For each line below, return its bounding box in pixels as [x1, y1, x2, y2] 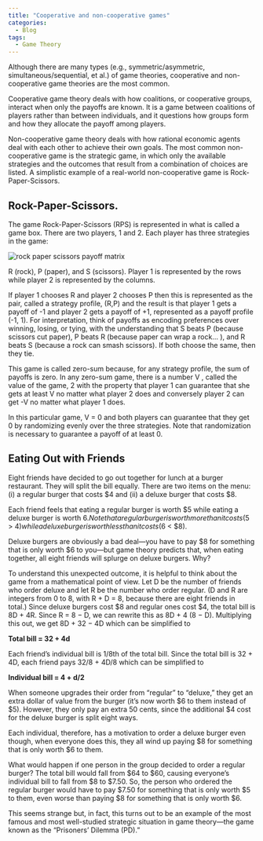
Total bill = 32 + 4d [8, 634, 71, 643]
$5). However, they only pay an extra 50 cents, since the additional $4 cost [8, 704, 251, 714]
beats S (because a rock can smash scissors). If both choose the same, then [8, 340, 256, 349]
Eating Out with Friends [8, 452, 126, 466]
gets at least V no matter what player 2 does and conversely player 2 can [8, 389, 245, 398]
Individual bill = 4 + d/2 [8, 672, 85, 682]
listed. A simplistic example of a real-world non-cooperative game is [8, 168, 229, 177]
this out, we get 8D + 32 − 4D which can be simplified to [8, 618, 191, 628]
